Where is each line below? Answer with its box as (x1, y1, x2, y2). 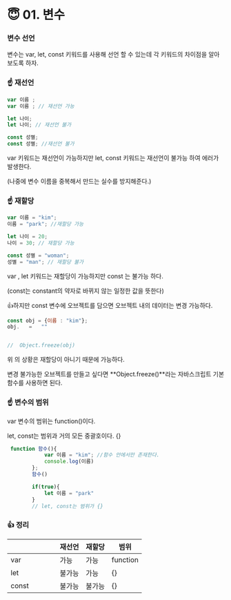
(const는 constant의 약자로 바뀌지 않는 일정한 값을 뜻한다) (7, 287, 164, 295)
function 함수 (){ (10, 445, 57, 452)
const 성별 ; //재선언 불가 (7, 140, 74, 148)
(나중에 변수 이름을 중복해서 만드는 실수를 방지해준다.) (7, 177, 152, 186)
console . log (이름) (43, 458, 94, 465)
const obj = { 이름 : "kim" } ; (7, 317, 88, 324)
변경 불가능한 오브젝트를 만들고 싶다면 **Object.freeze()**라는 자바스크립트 (7, 370, 212, 378)
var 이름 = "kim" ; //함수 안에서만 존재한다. (43, 452, 160, 458)
